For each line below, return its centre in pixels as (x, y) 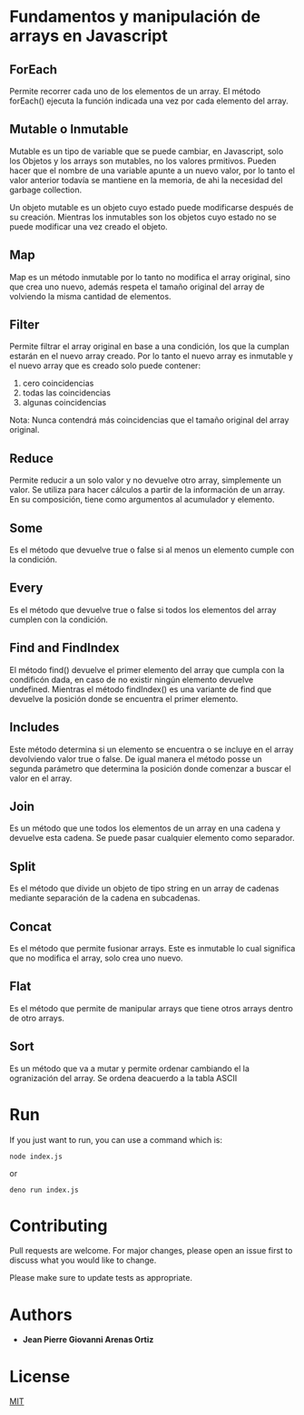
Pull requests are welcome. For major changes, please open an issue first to (151, 1251)
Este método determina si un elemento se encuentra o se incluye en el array (152, 749)
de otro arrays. (37, 1018)
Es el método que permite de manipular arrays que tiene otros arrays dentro (151, 1008)
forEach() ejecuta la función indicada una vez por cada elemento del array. (149, 101)
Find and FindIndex (64, 648)
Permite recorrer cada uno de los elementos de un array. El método (135, 91)
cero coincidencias (58, 384)
